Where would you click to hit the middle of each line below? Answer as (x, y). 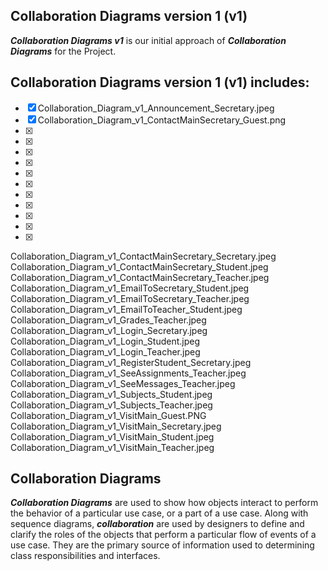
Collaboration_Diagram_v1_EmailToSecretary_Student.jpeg (130, 288)
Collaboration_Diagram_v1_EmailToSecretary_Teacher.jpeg (130, 298)
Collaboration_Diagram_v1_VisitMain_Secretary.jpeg (116, 426)
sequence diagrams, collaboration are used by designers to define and (157, 524)
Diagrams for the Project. (63, 51)
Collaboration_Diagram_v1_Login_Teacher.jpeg (105, 351)
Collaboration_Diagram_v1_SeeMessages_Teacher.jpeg (123, 383)
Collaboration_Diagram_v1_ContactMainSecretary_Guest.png (162, 120)
